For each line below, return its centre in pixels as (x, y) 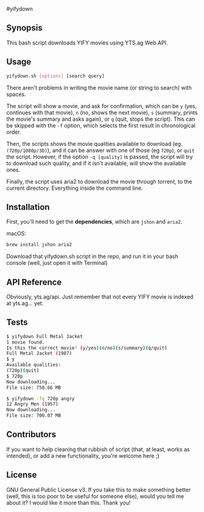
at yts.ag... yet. (25, 303)
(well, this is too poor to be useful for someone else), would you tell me (95, 496)
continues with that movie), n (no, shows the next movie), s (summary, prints (102, 112)
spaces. (16, 94)
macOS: (16, 234)
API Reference (34, 282)
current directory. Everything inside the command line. (75, 188)
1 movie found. (26, 342)
